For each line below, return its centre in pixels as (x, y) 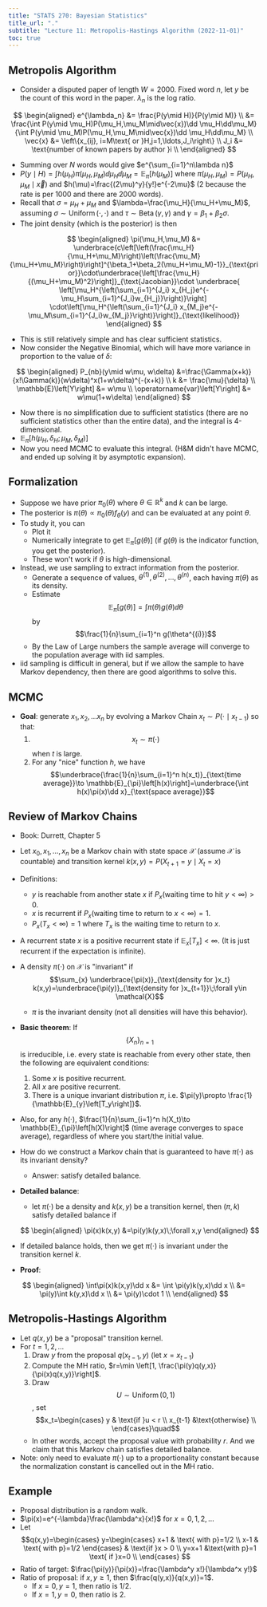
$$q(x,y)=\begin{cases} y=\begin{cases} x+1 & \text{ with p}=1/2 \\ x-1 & (140, 1540)
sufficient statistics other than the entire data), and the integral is (126, 421)
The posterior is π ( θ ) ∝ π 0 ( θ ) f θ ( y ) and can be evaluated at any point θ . (135, 514)
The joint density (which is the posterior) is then (98, 223)
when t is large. (57, 753)
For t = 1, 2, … (42, 1346)
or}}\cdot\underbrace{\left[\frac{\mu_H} (134, 273)
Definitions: (39, 879)
